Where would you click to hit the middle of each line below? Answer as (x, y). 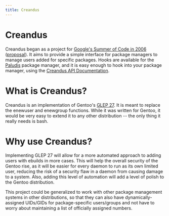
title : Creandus (22, 10)
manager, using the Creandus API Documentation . (57, 70)
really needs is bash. (27, 121)
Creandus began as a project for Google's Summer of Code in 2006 (76, 49)
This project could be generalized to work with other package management (84, 192)
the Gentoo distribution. (30, 182)
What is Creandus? (46, 91)
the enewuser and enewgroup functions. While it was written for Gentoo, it (83, 110)
